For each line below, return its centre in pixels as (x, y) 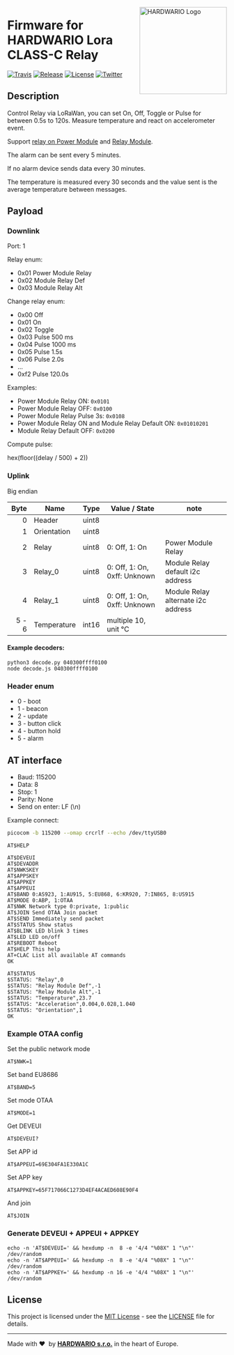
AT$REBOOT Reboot (32, 943)
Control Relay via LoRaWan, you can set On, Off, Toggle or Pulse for (104, 113)
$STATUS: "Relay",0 (36, 979)
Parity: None (35, 799)
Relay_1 (46, 600)
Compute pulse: (30, 444)
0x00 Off (30, 315)
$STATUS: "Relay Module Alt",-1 (54, 992)
